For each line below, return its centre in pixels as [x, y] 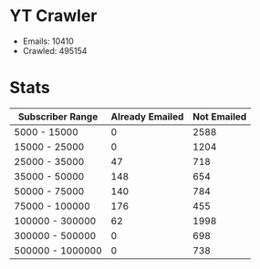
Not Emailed [220, 117]
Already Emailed [147, 117]
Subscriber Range [58, 117]
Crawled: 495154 [55, 50]
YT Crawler [53, 16]
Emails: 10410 [48, 41]
